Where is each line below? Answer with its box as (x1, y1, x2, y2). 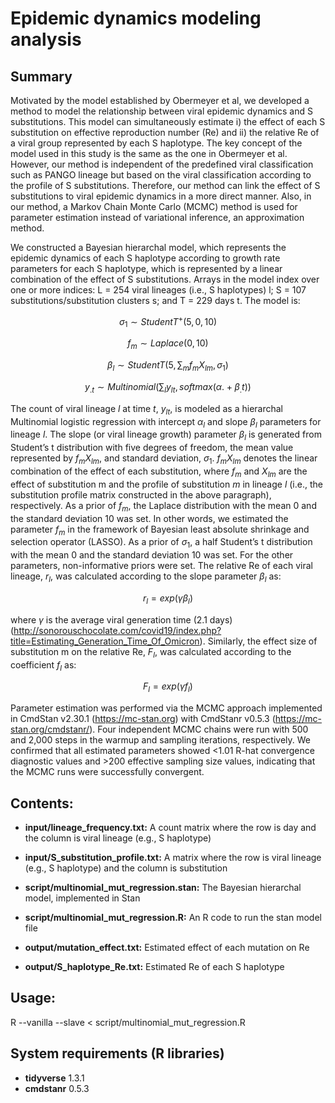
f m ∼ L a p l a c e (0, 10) (127, 337, 209, 352)
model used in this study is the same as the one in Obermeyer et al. (10, 148, 288, 159)
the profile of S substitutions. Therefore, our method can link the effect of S (10, 180, 321, 191)
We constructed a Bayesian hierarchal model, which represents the (10, 242, 287, 253)
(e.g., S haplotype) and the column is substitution (24, 862, 228, 874)
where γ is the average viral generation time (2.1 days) (10, 613, 233, 626)
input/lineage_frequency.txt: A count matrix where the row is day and (24, 822, 317, 834)
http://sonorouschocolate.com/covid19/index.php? (13, 624, 222, 636)
